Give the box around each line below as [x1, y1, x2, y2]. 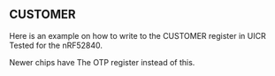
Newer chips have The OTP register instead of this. [9, 57, 195, 67]
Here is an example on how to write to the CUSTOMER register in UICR [9, 30, 267, 41]
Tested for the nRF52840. [9, 40, 103, 50]
